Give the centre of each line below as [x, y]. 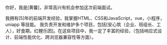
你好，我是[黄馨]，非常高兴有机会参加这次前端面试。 [60, 7]
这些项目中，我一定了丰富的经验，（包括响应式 [110, 31]
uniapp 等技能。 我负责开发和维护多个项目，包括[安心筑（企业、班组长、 [81, 25]
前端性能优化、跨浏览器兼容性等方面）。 [55, 37]
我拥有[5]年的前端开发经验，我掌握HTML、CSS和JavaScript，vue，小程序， [85, 18]
